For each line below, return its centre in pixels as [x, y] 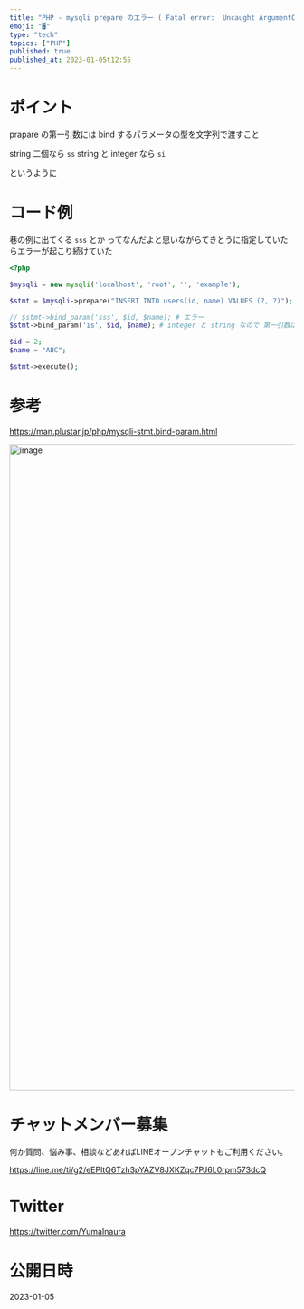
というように [33, 172]
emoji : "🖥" [30, 26]
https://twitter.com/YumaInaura [68, 1231]
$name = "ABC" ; [38, 351]
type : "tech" [34, 34]
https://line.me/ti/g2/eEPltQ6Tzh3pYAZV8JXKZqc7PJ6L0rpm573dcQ [138, 1169]
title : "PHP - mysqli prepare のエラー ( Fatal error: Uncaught [133, 18]
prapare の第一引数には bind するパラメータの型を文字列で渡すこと [134, 134]
